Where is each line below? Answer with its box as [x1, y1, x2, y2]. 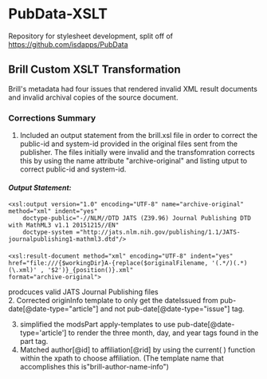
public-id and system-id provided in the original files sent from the [19, 139, 238, 148]
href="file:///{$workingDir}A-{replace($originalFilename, [8, 259, 209, 267]
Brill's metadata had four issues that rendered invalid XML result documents [8, 84, 257, 93]
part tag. [19, 336, 49, 345]
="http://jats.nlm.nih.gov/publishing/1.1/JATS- [76, 228, 241, 236]
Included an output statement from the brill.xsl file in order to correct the [19, 131, 257, 140]
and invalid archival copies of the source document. [8, 93, 179, 102]
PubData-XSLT [8, 5, 108, 23]
